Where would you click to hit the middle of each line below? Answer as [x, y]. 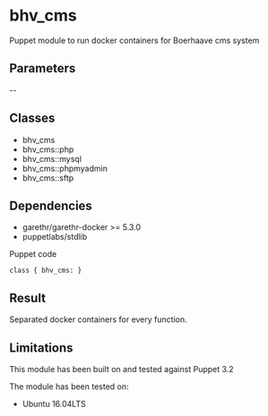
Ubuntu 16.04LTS [54, 404]
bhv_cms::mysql [52, 158]
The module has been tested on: [69, 386]
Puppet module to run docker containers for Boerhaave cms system [134, 40]
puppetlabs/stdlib [55, 237]
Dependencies [51, 205]
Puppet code [33, 254]
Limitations [41, 348]
